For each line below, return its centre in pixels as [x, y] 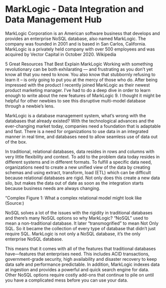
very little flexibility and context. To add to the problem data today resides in [83, 156]
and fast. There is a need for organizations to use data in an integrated [77, 131]
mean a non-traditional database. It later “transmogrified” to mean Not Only [82, 223]
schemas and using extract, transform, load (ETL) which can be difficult [78, 172]
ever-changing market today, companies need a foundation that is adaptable [83, 126]
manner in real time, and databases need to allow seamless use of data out [82, 137]
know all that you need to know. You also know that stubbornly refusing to [80, 74]
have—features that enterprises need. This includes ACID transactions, [77, 254]
